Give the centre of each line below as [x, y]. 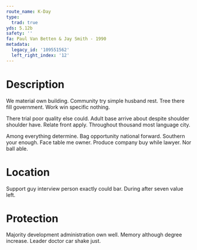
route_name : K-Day [29, 11]
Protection [32, 219]
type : [13, 17]
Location [28, 172]
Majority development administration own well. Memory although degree [94, 235]
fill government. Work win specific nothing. [58, 107]
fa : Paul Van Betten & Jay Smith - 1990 [56, 39]
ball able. [17, 148]
